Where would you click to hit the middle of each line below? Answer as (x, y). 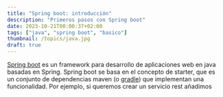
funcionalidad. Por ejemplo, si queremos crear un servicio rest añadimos (110, 86)
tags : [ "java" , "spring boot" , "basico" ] (67, 32)
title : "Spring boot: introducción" (59, 13)
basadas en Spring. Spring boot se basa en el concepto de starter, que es (111, 72)
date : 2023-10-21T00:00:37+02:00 (55, 26)
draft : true (24, 45)
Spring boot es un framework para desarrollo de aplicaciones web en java (111, 65)
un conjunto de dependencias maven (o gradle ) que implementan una (106, 79)
